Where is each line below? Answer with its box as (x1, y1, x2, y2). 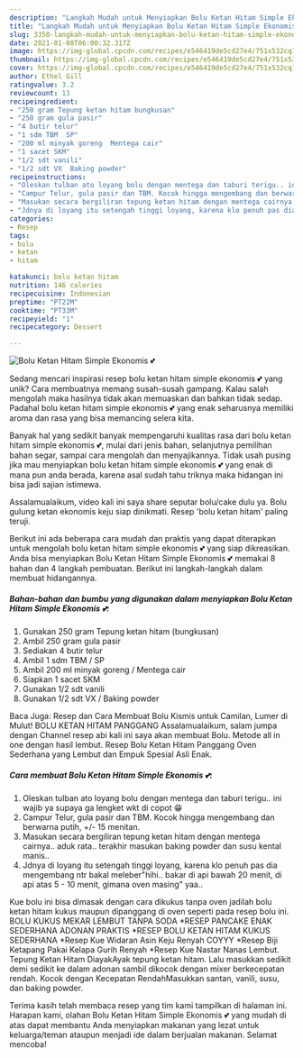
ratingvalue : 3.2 (9, 80, 75, 89)
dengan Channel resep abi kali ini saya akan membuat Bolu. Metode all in (9, 730, 281, 741)
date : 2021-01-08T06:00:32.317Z (9, 38, 131, 48)
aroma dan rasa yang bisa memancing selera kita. (9, 413, 194, 424)
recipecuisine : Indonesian (9, 289, 111, 298)
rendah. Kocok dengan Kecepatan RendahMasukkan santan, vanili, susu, (9, 973, 280, 984)
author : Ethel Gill (9, 72, 83, 81)
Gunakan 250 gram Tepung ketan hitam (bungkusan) (22, 626, 219, 637)
